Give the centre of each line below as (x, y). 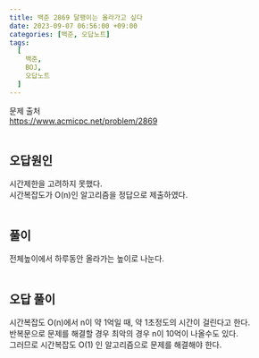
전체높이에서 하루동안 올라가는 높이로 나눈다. (87, 259)
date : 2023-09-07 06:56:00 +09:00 (74, 26)
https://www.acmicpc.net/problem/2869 (84, 121)
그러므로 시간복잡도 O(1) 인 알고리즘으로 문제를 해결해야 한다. (116, 345)
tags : (19, 43)
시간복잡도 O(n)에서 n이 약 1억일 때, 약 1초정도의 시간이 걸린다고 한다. (130, 322)
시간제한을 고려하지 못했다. (56, 183)
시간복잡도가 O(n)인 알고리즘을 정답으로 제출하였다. (99, 195)
